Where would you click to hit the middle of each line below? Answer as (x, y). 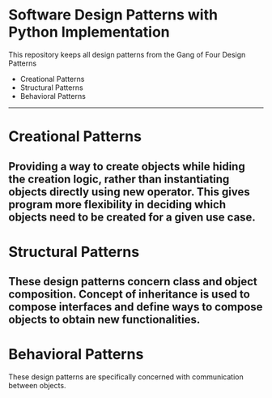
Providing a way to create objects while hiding (127, 167)
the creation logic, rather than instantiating (119, 179)
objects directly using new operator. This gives (129, 192)
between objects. (37, 386)
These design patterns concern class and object (133, 282)
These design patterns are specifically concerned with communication (126, 377)
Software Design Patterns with (113, 15)
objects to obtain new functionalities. (104, 320)
